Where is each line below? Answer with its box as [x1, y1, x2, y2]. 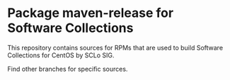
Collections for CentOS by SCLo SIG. [7, 51, 115, 59]
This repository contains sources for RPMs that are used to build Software [7, 43, 224, 52]
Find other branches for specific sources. [7, 64, 128, 73]
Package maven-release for [7, 5, 174, 21]
